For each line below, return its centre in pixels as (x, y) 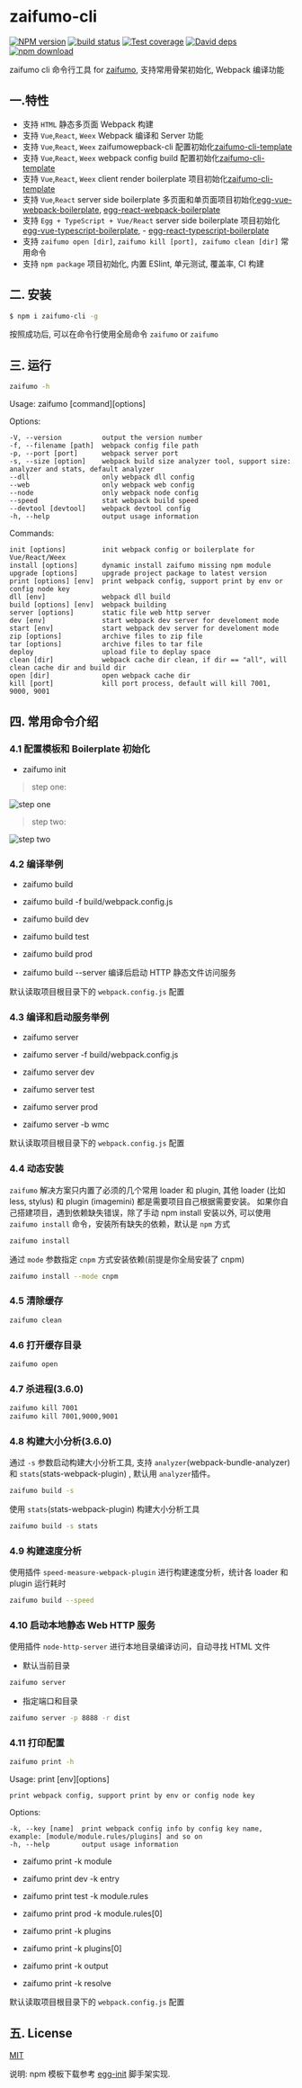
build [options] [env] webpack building (88, 605)
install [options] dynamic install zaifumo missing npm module (140, 566)
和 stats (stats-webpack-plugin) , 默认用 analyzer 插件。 (112, 1474)
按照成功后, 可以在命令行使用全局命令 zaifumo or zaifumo (114, 334)
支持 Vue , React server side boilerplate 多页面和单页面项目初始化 (140, 199)
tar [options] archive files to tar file (106, 644)
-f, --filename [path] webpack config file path (104, 446)
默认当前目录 (46, 1666)
